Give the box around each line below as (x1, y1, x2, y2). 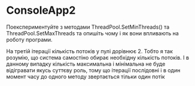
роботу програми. (6, 36, 53, 43)
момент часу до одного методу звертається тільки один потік (6, 73, 166, 80)
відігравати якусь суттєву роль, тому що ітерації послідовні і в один (6, 66, 181, 73)
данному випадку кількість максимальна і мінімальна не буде (6, 60, 166, 67)
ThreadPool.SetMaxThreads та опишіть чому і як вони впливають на (6, 29, 179, 36)
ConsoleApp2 (6, 4, 76, 17)
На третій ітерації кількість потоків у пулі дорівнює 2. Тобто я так (6, 47, 173, 54)
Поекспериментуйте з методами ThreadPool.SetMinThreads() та (6, 23, 170, 30)
